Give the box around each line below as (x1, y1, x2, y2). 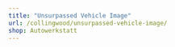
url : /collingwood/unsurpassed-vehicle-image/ (8, 19, 168, 27)
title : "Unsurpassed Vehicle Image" (8, 11, 131, 20)
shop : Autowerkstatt (8, 26, 78, 34)
